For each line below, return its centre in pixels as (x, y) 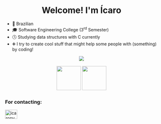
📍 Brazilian (23, 24)
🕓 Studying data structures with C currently (56, 37)
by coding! (23, 49)
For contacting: (24, 102)
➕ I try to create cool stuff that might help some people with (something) (84, 44)
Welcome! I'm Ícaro (81, 10)
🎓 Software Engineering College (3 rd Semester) (60, 29)
